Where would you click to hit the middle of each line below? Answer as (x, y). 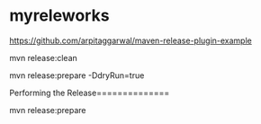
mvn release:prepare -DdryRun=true (77, 75)
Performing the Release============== (90, 93)
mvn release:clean (44, 58)
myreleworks (59, 16)
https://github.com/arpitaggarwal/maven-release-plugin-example (130, 40)
